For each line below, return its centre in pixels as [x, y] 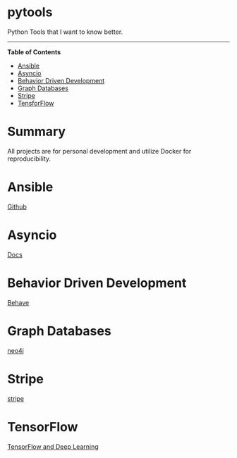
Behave [18, 302]
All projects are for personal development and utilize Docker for [99, 151]
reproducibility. [29, 159]
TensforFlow [36, 103]
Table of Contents [34, 52]
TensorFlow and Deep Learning [53, 446]
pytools [30, 12]
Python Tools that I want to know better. [65, 32]
